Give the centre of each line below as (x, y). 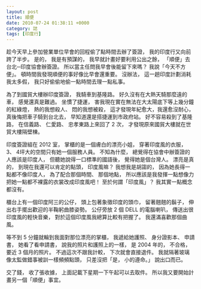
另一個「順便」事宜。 (37, 280)
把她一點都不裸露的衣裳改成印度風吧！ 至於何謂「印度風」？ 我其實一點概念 (99, 182)
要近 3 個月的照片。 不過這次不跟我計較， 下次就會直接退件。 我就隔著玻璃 (98, 253)
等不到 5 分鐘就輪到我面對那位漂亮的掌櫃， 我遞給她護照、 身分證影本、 (95, 238)
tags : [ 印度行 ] (24, 34)
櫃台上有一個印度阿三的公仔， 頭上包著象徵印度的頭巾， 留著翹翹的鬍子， (97, 202)
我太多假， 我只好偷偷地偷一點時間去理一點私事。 (67, 82)
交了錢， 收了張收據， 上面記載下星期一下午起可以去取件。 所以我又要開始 (98, 272)
